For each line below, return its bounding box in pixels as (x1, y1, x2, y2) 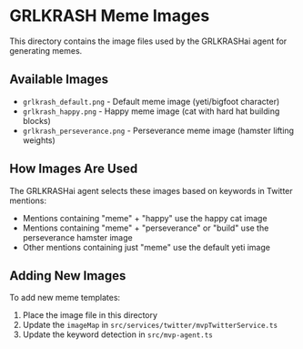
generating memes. (9, 45, 83, 56)
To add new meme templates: (9, 293, 121, 303)
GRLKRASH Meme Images (9, 5, 210, 26)
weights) (22, 134, 56, 146)
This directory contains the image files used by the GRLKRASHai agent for (9, 36, 288, 46)
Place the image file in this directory (22, 310, 157, 321)
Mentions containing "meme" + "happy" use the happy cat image (22, 212, 268, 223)
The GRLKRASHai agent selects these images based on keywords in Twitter (9, 185, 293, 196)
